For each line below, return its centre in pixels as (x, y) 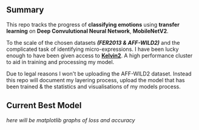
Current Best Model (44, 106)
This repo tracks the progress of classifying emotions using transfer (93, 24)
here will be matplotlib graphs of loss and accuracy (71, 120)
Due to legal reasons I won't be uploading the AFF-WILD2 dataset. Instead (99, 73)
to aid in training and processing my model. (60, 62)
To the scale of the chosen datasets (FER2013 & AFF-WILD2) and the (93, 42)
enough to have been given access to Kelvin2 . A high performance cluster (99, 55)
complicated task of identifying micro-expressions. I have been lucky (93, 49)
